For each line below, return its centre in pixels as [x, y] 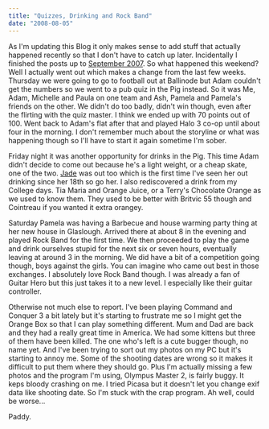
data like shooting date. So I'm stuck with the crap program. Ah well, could [131, 392]
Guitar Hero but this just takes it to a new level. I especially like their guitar [130, 283]
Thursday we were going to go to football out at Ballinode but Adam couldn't [134, 80]
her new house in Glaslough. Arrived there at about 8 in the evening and [127, 231]
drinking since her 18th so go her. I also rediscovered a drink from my [123, 181]
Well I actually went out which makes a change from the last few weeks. [127, 72]
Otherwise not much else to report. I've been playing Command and [120, 307]
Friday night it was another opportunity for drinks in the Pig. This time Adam [134, 156]
